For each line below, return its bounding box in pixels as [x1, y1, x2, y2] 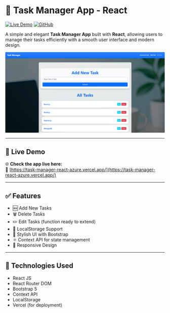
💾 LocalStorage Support [12, 226, 63, 232]
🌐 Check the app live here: [5, 161, 62, 167]
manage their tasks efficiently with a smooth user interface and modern [5, 37, 154, 43]
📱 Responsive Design [12, 242, 57, 248]
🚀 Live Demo [5, 147, 46, 156]
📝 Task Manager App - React [5, 5, 127, 16]
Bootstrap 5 [12, 286, 37, 292]
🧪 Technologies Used [5, 261, 73, 270]
